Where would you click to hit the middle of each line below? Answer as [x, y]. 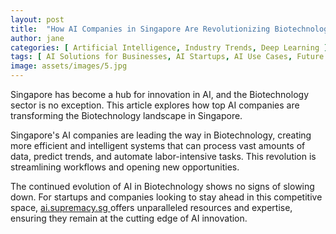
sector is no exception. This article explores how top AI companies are [155, 105]
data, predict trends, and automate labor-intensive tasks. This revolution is [163, 156]
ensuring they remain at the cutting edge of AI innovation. [129, 218]
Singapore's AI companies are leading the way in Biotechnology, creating [161, 135]
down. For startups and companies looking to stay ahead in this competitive [166, 197]
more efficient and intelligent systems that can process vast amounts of [158, 145]
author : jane [37, 38]
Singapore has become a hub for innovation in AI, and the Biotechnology [160, 94]
